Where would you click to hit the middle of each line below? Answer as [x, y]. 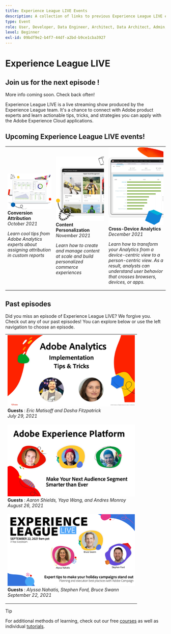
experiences [69, 272]
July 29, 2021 [22, 416]
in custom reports [26, 256]
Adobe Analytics [25, 239]
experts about [22, 244]
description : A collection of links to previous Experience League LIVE [84, 16]
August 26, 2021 [25, 505]
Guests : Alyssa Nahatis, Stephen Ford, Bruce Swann [63, 590]
